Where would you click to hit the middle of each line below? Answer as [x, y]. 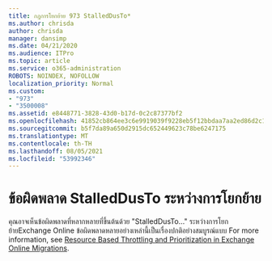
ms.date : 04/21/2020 [43, 46]
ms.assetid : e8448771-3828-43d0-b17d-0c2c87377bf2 [96, 114]
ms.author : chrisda [41, 23]
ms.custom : [27, 91]
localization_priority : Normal [61, 83]
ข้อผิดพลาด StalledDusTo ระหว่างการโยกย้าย [135, 198]
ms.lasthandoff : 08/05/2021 [56, 151]
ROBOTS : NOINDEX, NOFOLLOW [54, 76]
